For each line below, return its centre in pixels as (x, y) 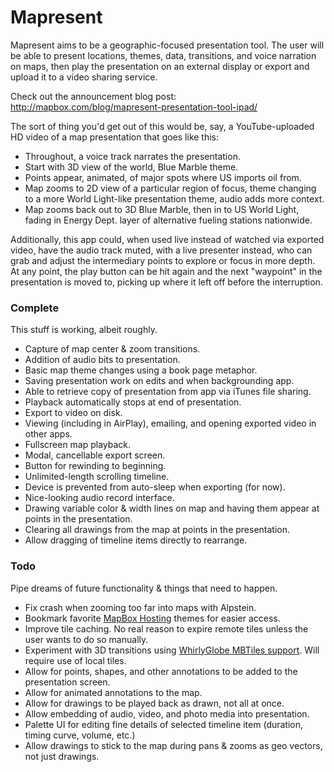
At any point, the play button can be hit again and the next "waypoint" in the (166, 271)
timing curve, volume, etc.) (80, 735)
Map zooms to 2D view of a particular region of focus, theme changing (170, 188)
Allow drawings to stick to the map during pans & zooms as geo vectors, (173, 745)
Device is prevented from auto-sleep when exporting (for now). (155, 487)
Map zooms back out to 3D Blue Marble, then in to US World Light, (162, 209)
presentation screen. (67, 682)
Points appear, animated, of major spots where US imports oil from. (163, 177)
